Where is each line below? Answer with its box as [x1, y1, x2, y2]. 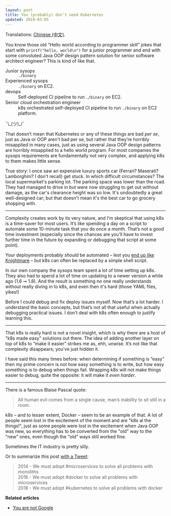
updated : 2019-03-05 [5, 17, 49, 22]
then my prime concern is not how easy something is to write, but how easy [5, 362, 164, 368]
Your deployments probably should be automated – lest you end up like [5, 252, 154, 258]
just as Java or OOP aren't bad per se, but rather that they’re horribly [5, 136, 150, 143]
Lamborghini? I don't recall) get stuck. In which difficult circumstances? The [5, 173, 164, 179]
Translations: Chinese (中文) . [5, 32, 66, 38]
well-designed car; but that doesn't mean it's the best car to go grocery [5, 195, 156, 201]
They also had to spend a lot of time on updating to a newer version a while [5, 273, 163, 279]
